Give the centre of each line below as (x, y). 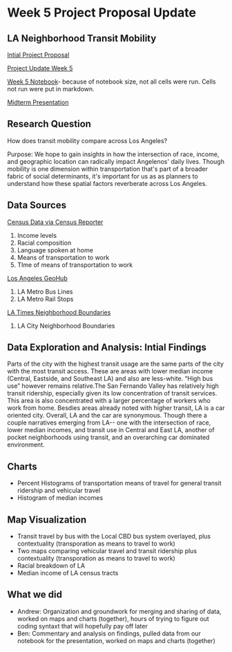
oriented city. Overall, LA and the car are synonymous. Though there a (107, 416)
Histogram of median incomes (60, 498)
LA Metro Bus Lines (45, 291)
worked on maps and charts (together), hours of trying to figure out (113, 618)
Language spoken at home (55, 250)
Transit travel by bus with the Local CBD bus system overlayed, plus (114, 537)
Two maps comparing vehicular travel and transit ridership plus (107, 551)
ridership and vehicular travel (59, 491)
